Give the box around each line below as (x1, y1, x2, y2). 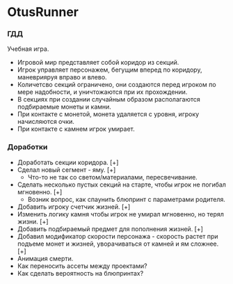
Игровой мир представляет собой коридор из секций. (17, 58, 179, 67)
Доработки (7, 142, 48, 152)
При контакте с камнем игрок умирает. (17, 125, 135, 133)
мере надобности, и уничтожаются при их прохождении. (17, 88, 188, 96)
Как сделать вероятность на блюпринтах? (17, 269, 144, 277)
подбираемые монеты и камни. (17, 102, 111, 111)
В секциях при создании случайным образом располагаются (17, 95, 200, 104)
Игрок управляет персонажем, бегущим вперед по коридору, (17, 65, 202, 74)
